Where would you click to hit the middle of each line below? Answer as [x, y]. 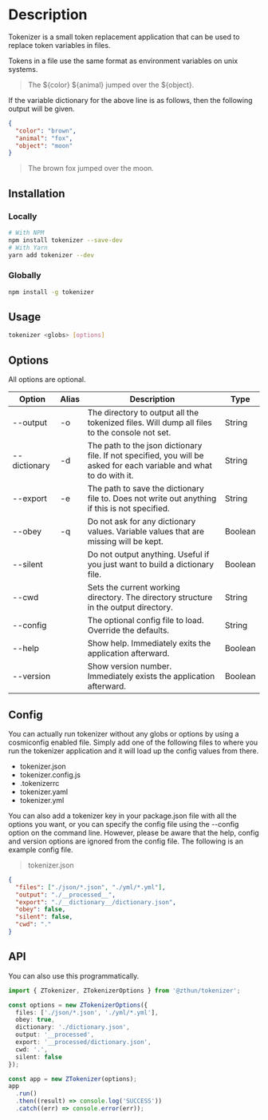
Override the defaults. [128, 630]
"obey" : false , [41, 910]
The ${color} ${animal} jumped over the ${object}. [111, 85]
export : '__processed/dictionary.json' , [83, 1043]
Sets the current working [134, 587]
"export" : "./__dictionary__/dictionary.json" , [96, 902]
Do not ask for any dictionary [142, 522]
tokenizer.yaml [44, 792]
